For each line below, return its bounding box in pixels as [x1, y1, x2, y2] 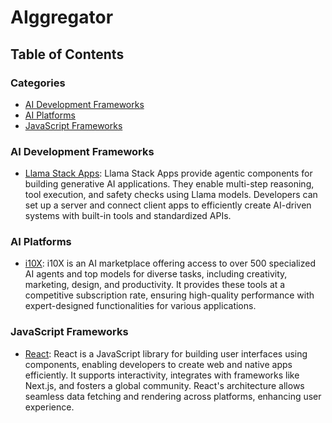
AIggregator [10, 6, 114, 29]
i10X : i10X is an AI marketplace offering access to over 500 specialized [24, 257, 316, 270]
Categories [10, 76, 66, 90]
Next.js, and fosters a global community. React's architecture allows [24, 379, 305, 391]
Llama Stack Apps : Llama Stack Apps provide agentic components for [24, 167, 313, 180]
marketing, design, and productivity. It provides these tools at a [24, 279, 286, 291]
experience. [24, 401, 75, 413]
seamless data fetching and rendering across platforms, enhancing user [24, 390, 322, 402]
